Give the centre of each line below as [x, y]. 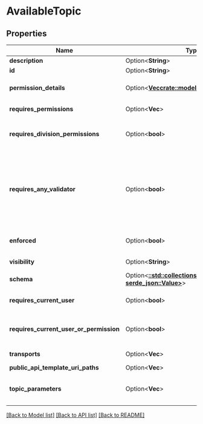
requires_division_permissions [54, 134]
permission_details [37, 88]
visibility [22, 262]
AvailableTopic [44, 11]
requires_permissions [41, 109]
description [26, 60]
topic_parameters [35, 389]
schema [21, 279]
